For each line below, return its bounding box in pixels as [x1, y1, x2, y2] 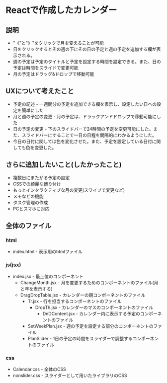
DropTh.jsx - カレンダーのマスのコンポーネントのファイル [35, 304, 154, 310]
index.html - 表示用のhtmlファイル [12, 249, 83, 255]
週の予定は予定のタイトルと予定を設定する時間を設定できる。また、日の [12, 59, 161, 65]
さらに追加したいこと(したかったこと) [5, 160, 122, 169]
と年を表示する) [20, 286, 53, 292]
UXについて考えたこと [5, 87, 74, 95]
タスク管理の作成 [12, 199, 48, 205]
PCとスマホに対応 [12, 206, 50, 212]
